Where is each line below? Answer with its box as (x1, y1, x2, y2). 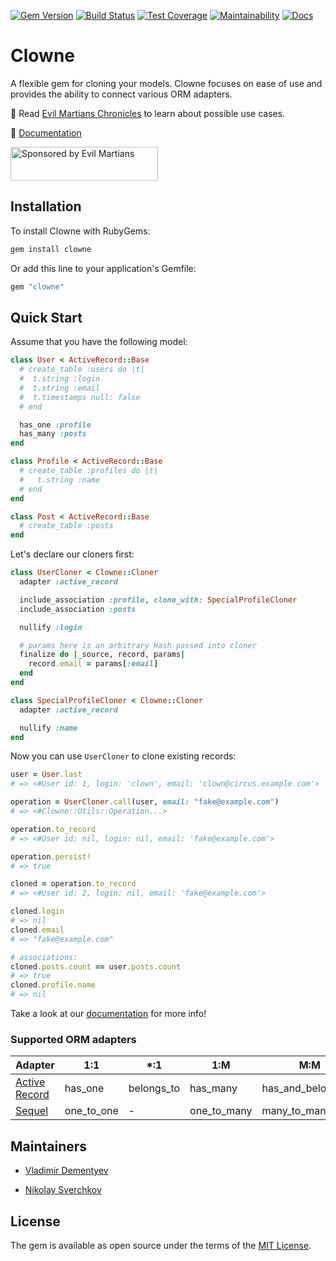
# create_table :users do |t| (19, 365, 145, 375)
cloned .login (10, 906, 65, 917)
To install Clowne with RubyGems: (10, 225, 151, 237)
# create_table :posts (19, 521, 114, 531)
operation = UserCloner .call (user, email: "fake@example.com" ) (10, 797, 280, 807)
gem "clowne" (10, 281, 65, 292)
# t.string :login (19, 374, 101, 384)
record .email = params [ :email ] (28, 659, 159, 669)
